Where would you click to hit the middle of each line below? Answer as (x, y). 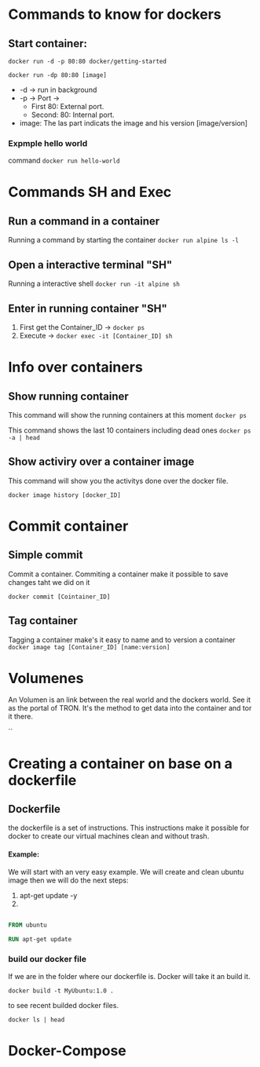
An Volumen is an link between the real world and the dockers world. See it (130, 700)
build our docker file (47, 959)
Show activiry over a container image (101, 462)
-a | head (24, 437)
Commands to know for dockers (115, 15)
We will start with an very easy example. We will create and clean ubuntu (126, 872)
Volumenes (46, 678)
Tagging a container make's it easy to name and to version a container (122, 639)
